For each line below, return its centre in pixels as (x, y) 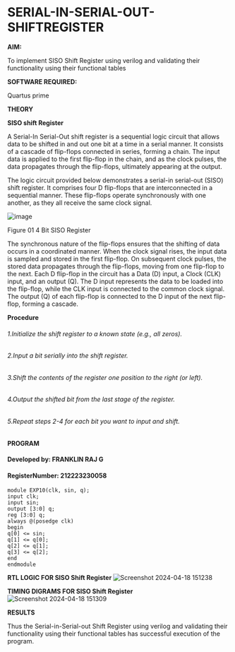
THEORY (20, 109)
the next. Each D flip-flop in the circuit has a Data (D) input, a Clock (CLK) (114, 273)
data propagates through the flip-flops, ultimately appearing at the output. (115, 166)
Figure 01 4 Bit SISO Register (49, 230)
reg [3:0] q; (26, 515)
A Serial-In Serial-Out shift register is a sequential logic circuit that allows (114, 136)
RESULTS (21, 612)
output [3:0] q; (31, 509)
